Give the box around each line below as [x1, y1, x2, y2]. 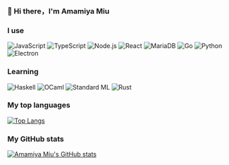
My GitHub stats [7, 134, 65, 144]
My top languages [7, 100, 70, 110]
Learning [7, 67, 39, 77]
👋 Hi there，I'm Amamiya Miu [7, 6, 110, 16]
